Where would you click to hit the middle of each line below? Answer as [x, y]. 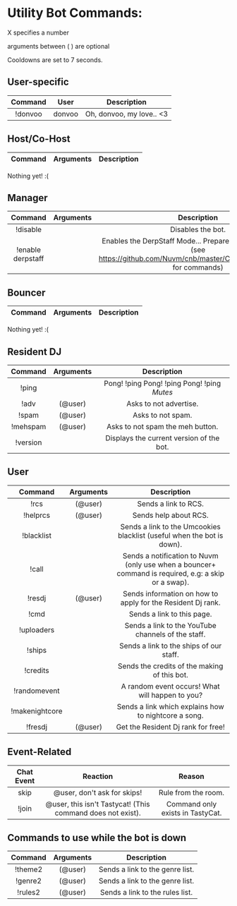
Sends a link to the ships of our [171, 646]
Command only [192, 804]
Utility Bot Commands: [75, 13]
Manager [28, 198]
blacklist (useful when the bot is [170, 536]
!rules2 [29, 893]
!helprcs [37, 515]
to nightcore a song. [170, 715]
